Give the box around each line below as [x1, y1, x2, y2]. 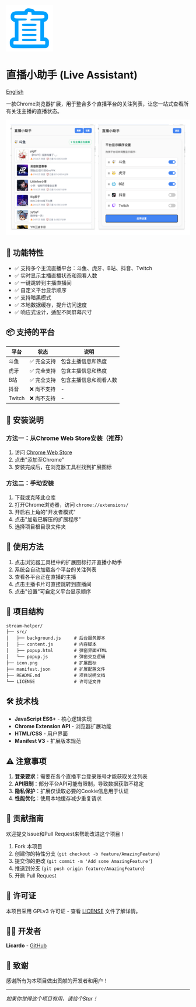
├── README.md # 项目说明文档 [6, 673, 106, 678]
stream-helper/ [6, 623, 43, 629]
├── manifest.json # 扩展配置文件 [6, 667, 106, 673]
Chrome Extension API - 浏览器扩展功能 [14, 723, 112, 730]
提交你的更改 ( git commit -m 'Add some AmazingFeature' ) [14, 857, 153, 864]
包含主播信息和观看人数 [61, 376, 118, 383]
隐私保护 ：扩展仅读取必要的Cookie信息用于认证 [14, 787, 129, 795]
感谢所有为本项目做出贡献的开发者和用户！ [6, 977, 108, 984]
